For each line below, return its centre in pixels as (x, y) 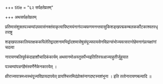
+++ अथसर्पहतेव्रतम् (21, 17)
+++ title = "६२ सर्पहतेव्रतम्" (29, 7)
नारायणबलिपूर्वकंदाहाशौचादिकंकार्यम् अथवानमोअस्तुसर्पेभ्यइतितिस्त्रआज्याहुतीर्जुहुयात (67, 57)
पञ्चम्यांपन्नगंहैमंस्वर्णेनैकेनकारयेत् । (31, 67)
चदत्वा (10, 47)
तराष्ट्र (9, 32)
